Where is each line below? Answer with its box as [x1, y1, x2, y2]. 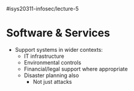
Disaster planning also [23, 72, 79, 79]
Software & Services [6, 27, 110, 40]
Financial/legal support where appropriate [23, 65, 128, 72]
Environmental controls [23, 58, 82, 66]
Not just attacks [32, 78, 72, 85]
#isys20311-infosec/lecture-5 [6, 5, 79, 12]
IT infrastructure [23, 52, 64, 60]
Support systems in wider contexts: [14, 46, 103, 53]
